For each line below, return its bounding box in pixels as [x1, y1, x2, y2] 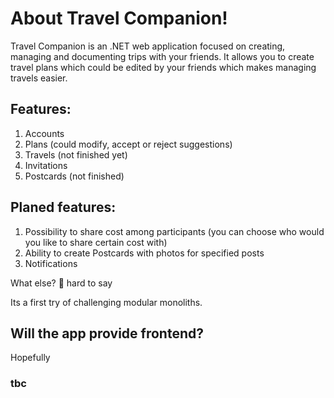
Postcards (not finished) [24, 170, 125, 182]
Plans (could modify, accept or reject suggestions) [24, 138, 233, 150]
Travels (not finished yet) [24, 148, 128, 161]
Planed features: [10, 199, 117, 216]
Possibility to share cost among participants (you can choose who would [24, 225, 325, 237]
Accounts [24, 127, 65, 139]
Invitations [24, 159, 68, 171]
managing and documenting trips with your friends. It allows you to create [10, 50, 315, 62]
